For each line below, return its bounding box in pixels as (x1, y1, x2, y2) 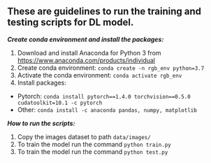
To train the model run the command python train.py (17, 140, 171, 148)
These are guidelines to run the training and (7, 6, 201, 17)
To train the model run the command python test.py (17, 147, 168, 156)
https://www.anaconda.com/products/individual (17, 56, 156, 64)
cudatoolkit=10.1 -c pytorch (17, 99, 103, 106)
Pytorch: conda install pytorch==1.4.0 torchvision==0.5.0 (17, 92, 191, 100)
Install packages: (17, 78, 66, 87)
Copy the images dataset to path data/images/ (17, 132, 152, 141)
